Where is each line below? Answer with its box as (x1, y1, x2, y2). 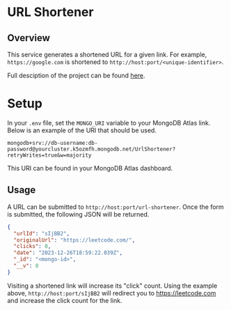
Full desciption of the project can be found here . (7, 71, 145, 79)
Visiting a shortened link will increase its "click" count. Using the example (7, 281, 218, 290)
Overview (7, 32, 51, 44)
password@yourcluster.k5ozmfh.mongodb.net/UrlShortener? (7, 146, 176, 153)
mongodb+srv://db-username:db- (7, 139, 98, 146)
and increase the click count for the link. (7, 296, 122, 304)
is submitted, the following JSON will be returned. (7, 210, 150, 218)
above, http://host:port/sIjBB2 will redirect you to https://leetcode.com (7, 288, 216, 297)
